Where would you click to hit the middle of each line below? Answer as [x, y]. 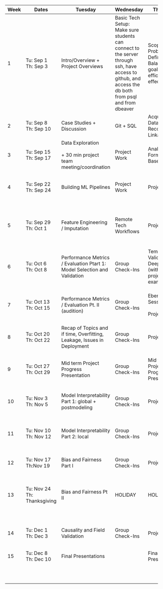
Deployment [75, 346]
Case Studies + [79, 123]
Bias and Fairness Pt [84, 492]
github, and [128, 78]
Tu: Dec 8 [37, 553]
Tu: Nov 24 [38, 489]
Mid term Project [80, 363]
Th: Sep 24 [38, 190]
